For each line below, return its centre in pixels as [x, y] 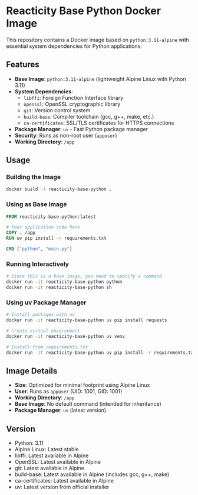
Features [23, 65]
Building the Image [33, 177]
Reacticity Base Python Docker [83, 11]
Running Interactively [38, 264]
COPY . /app [21, 233]
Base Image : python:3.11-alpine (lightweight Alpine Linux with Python [100, 79]
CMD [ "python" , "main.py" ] [39, 249]
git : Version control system [57, 110]
